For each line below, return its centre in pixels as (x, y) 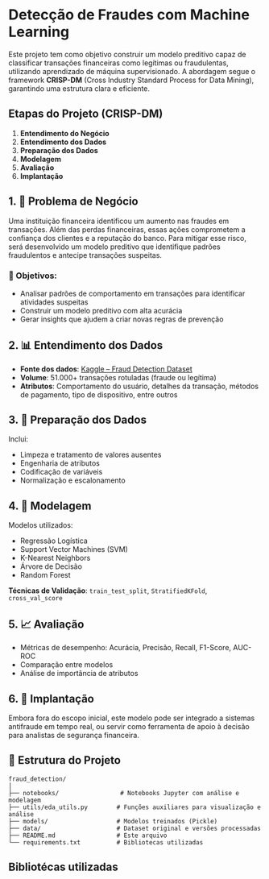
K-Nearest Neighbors (55, 558)
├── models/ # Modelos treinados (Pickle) (113, 821)
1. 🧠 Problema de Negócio (73, 202)
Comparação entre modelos (66, 665)
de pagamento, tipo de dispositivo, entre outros (99, 394)
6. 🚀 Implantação (51, 699)
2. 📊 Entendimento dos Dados (86, 345)
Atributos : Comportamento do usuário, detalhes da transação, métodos (139, 386)
